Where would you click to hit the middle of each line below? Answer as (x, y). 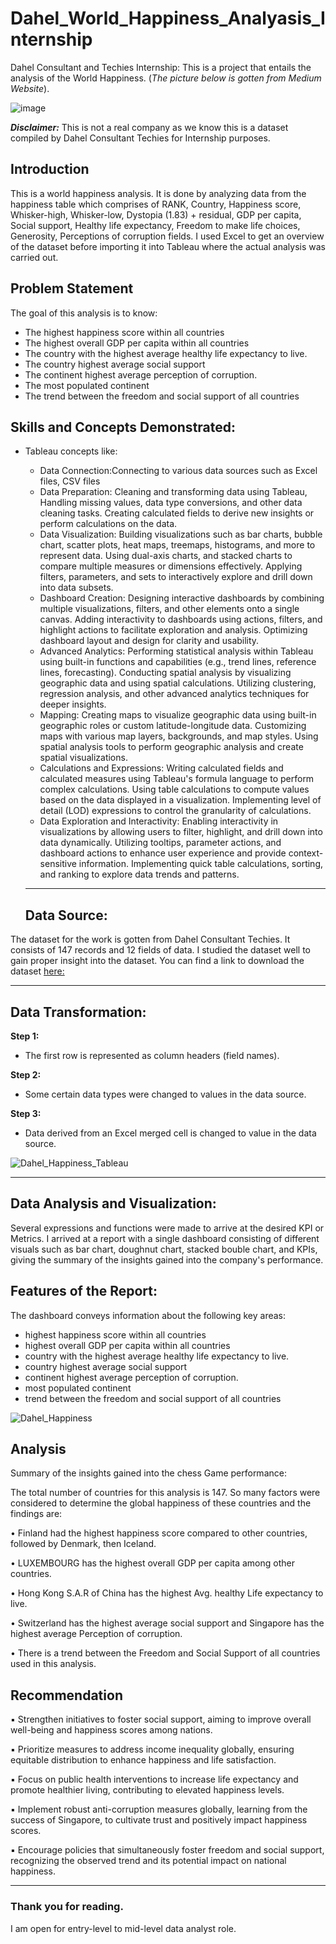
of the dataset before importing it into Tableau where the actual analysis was (168, 246)
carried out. (34, 257)
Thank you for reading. (67, 1907)
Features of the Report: (84, 1291)
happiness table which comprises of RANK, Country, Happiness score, (156, 204)
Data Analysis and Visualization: (113, 1203)
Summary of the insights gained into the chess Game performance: (148, 1473)
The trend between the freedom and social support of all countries (162, 396)
